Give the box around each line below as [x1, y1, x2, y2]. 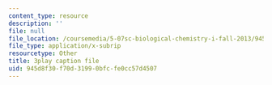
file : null [8, 27, 45, 35]
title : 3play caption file [8, 57, 100, 66]
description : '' [8, 19, 63, 28]
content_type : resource [8, 11, 89, 20]
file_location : [8, 34, 60, 43]
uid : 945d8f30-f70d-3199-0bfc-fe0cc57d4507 [8, 65, 158, 73]
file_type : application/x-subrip [8, 42, 121, 50]
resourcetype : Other [8, 49, 79, 57]
